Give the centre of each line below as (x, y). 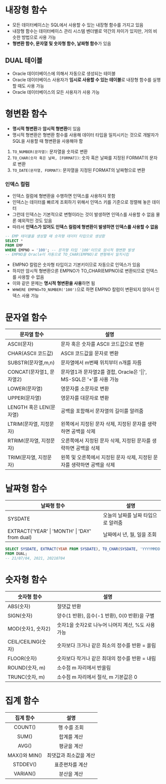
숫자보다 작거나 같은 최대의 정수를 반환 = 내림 (106, 658)
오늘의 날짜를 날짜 (123, 515)
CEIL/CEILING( (25, 641)
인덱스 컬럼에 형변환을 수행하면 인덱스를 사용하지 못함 (64, 196)
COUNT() (25, 727)
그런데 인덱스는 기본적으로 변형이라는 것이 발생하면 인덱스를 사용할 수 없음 (83, 214)
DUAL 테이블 (24, 61)
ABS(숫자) (19, 606)
